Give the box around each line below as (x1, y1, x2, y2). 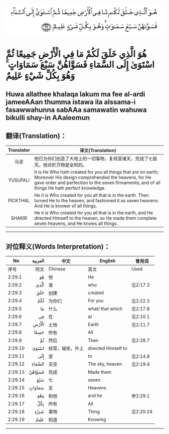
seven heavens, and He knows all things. (34, 220, 118, 226)
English (99, 258, 116, 264)
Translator (8, 147, 30, 153)
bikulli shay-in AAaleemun (6, 113, 90, 122)
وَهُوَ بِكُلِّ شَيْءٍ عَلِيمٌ (6, 70, 75, 81)
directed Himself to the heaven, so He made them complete (34, 215, 157, 221)
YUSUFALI (8, 177, 30, 183)
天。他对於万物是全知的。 (34, 162, 87, 168)
